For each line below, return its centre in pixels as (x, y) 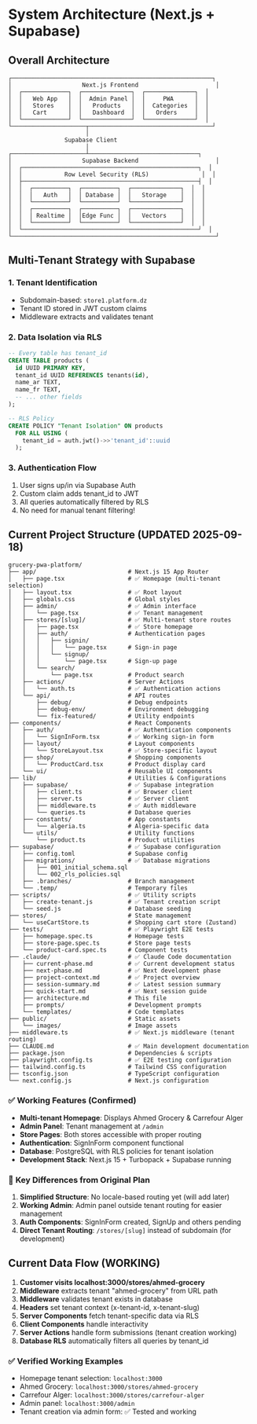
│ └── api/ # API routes (89, 696)
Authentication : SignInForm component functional (102, 1143)
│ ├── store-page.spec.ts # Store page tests (100, 943)
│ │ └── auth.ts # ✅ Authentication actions (115, 689)
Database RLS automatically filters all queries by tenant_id (114, 1341)
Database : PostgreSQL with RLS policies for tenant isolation (117, 1151)
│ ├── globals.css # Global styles (94, 600)
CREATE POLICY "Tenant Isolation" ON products (86, 426)
